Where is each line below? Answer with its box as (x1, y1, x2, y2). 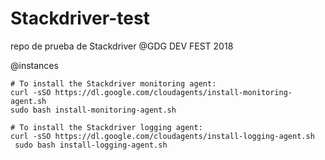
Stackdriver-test (10, 7, 150, 30)
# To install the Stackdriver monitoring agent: (10, 78, 217, 89)
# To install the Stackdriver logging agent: (10, 122, 203, 132)
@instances (10, 59, 59, 71)
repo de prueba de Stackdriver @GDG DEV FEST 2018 (10, 40, 234, 52)
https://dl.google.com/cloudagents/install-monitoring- (54, 87, 293, 97)
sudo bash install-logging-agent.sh (14, 140, 168, 150)
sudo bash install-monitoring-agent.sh (10, 105, 177, 115)
